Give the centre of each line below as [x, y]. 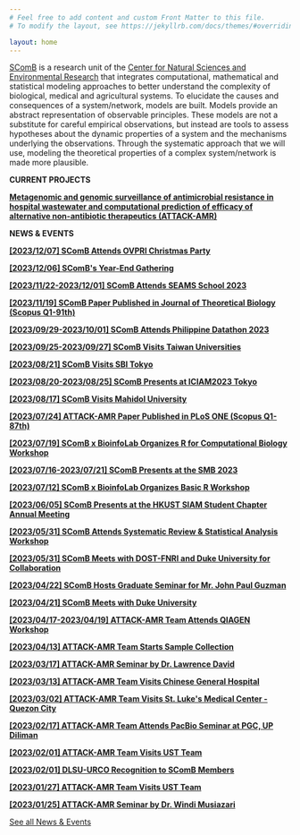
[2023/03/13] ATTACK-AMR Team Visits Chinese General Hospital [135, 682]
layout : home [33, 42]
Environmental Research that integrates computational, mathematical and [144, 77]
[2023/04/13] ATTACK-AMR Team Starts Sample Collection [122, 647]
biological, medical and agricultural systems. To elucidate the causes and [144, 96]
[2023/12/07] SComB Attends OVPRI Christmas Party [110, 251]
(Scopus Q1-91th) [42, 312]
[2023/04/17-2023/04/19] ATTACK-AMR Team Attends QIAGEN [130, 620]
